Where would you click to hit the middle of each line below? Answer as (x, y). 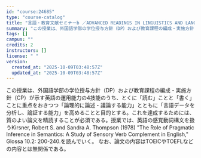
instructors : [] (26, 51)
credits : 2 (20, 45)
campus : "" (20, 39)
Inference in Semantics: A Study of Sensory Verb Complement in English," (97, 134)
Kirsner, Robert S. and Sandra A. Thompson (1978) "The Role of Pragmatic (103, 128)
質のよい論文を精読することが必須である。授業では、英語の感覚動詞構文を (98, 120)
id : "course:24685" (31, 12)
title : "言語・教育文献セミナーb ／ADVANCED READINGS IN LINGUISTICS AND (95, 23)
